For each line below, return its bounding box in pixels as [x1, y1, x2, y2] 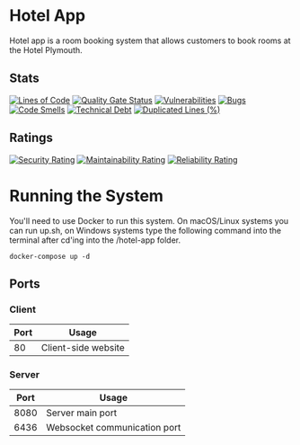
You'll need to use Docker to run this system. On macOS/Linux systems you [9, 215, 289, 226]
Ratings [9, 130, 54, 146]
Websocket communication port [46, 422, 181, 434]
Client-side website [40, 342, 125, 354]
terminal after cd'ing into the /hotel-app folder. [9, 235, 181, 245]
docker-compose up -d [9, 252, 91, 261]
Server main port [46, 406, 118, 419]
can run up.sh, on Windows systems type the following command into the [9, 225, 281, 236]
